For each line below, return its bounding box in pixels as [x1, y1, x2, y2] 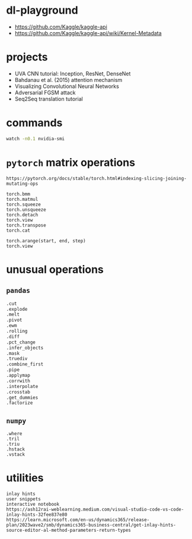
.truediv [6, 356, 28, 362]
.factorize [6, 400, 33, 406]
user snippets [6, 496, 41, 502]
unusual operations [6, 263, 104, 276]
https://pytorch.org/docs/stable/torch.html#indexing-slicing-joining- [6, 175, 187, 181]
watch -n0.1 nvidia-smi [6, 135, 65, 141]
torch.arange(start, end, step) [6, 238, 86, 244]
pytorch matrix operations [6, 156, 135, 169]
